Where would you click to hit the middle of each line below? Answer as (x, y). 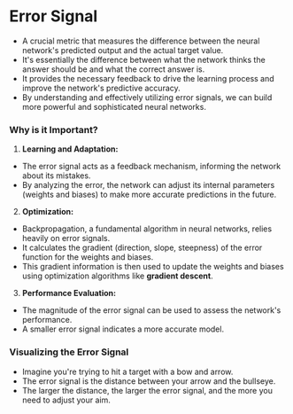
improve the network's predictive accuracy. (101, 88)
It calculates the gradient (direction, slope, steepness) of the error (142, 248)
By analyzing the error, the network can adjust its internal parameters (148, 185)
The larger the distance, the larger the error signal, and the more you (147, 390)
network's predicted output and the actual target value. (123, 50)
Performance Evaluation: (69, 293)
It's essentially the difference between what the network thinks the (143, 59)
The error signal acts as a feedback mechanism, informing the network (151, 167)
